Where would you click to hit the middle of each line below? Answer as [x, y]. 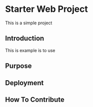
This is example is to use [30, 50]
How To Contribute [35, 99]
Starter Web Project [46, 9]
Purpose [19, 66]
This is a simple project [29, 23]
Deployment [24, 83]
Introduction [25, 38]
